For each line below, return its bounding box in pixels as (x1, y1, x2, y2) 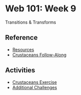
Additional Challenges (12, 84, 57, 90)
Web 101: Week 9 (5, 3, 77, 14)
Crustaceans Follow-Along (12, 52, 67, 58)
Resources (12, 46, 35, 52)
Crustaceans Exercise (12, 79, 57, 85)
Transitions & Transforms (5, 19, 56, 25)
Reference (5, 33, 38, 42)
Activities (5, 66, 36, 74)
